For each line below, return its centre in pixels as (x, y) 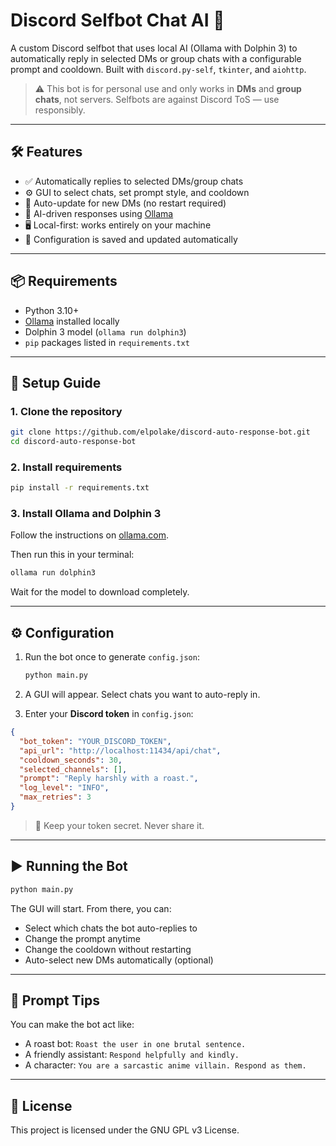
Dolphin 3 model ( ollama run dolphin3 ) (105, 331)
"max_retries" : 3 (55, 797)
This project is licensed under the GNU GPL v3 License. (125, 1130)
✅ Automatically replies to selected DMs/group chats (134, 181)
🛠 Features (46, 152)
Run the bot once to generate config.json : (112, 657)
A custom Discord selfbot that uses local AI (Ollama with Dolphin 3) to (154, 48)
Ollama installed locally (72, 321)
